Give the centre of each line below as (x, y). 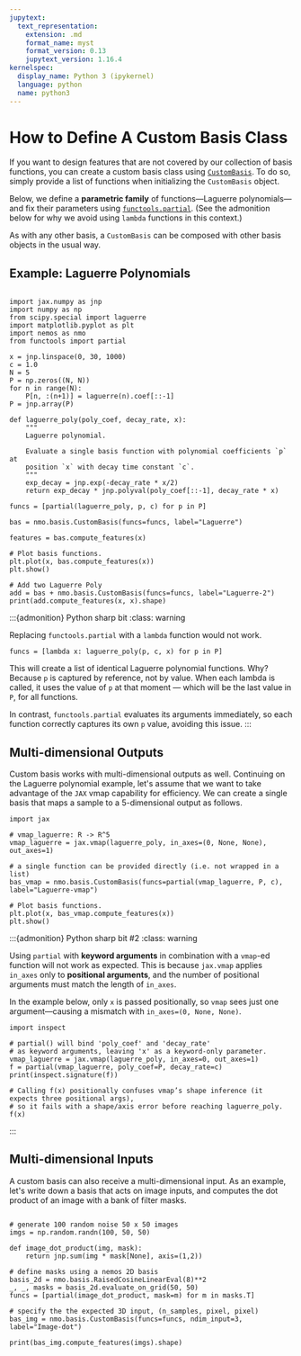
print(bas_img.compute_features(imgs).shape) (96, 1343)
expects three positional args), (72, 1099)
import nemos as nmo (48, 334)
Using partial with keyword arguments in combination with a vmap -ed (140, 956)
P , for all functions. (44, 697)
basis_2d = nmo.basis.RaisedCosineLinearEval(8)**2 (108, 1280)
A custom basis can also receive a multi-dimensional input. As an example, (148, 1181)
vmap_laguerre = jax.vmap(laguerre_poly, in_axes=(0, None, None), (138, 843)
